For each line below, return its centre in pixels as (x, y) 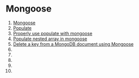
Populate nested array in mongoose (50, 39)
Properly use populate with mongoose (53, 33)
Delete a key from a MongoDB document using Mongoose (73, 44)
